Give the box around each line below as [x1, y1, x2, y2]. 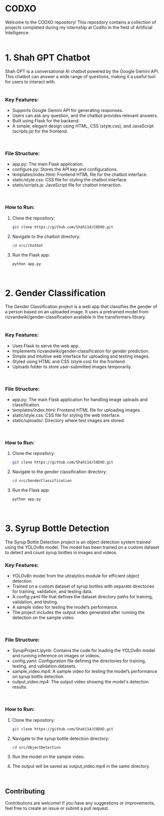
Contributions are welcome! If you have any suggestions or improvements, [5, 800, 155, 806]
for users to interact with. [5, 79, 56, 84]
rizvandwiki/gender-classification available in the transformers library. [5, 314, 146, 320]
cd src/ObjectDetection [12, 745, 61, 750]
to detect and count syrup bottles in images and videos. [5, 549, 117, 555]
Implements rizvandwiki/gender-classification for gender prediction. [12, 348, 150, 354]
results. [12, 684, 28, 690]
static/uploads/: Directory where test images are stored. [12, 417, 125, 423]
